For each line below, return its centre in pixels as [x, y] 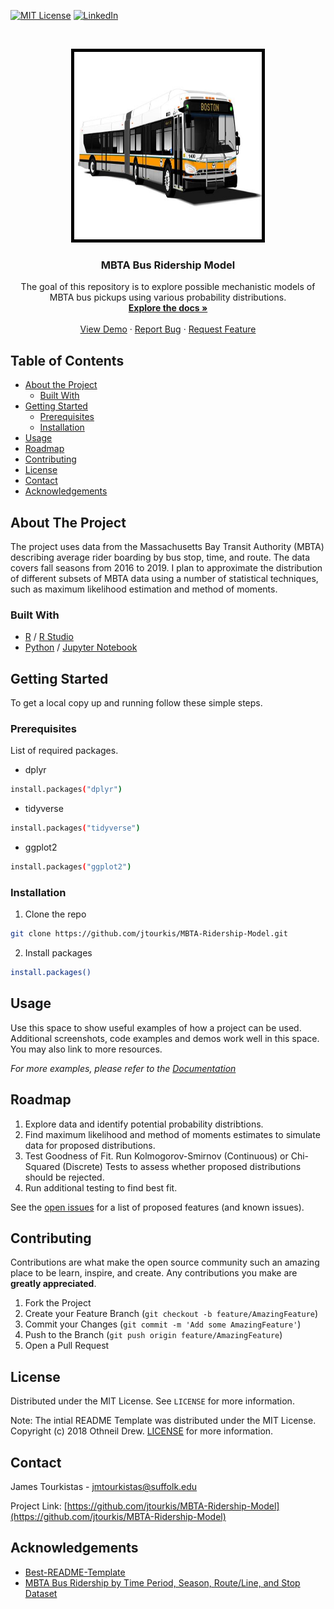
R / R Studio [49, 637]
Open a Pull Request [67, 1346]
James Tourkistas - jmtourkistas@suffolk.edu [104, 1487]
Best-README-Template [75, 1572]
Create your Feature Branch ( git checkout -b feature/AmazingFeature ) [171, 1314]
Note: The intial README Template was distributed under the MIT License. [163, 1421]
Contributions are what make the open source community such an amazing [165, 1262]
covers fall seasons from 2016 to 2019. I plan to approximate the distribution [166, 567]
